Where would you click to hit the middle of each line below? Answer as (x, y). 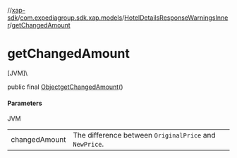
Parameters (25, 103)
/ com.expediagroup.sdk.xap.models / (71, 18)
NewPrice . (89, 144)
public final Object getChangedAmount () (65, 87)
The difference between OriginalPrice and (144, 135)
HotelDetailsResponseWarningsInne (176, 18)
